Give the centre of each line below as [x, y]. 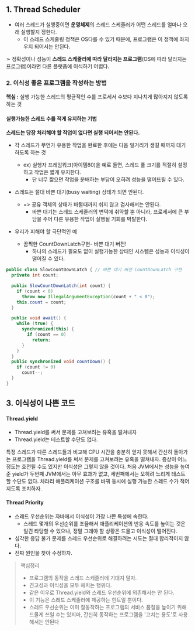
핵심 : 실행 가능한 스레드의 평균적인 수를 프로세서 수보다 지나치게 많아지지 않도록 [97, 97]
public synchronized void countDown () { [61, 362]
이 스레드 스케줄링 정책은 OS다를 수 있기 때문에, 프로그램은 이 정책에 [101, 39]
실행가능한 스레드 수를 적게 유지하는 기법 [52, 118]
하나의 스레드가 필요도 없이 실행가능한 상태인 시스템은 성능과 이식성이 [111, 251]
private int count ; [35, 275]
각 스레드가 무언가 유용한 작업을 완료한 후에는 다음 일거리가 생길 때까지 [95, 145]
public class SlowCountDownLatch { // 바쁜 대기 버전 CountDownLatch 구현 [94, 270]
